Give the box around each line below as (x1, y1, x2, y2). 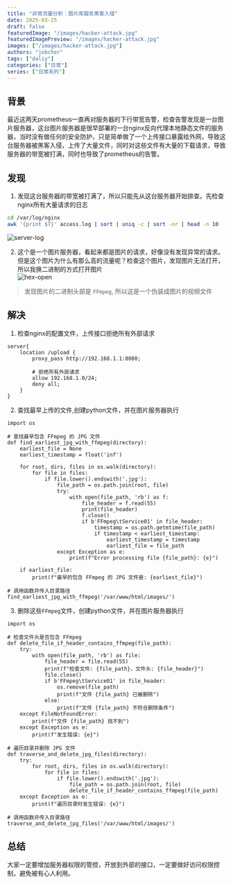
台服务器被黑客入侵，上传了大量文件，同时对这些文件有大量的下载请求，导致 (7, 141, 226, 150)
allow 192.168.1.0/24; (32, 374, 98, 381)
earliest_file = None (19, 445, 82, 452)
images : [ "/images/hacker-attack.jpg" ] (7, 42, 123, 49)
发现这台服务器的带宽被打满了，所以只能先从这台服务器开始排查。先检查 (17, 192, 224, 200)
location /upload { (19, 349, 76, 356)
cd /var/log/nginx (7, 214, 60, 222)
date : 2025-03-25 (7, 17, 58, 24)
